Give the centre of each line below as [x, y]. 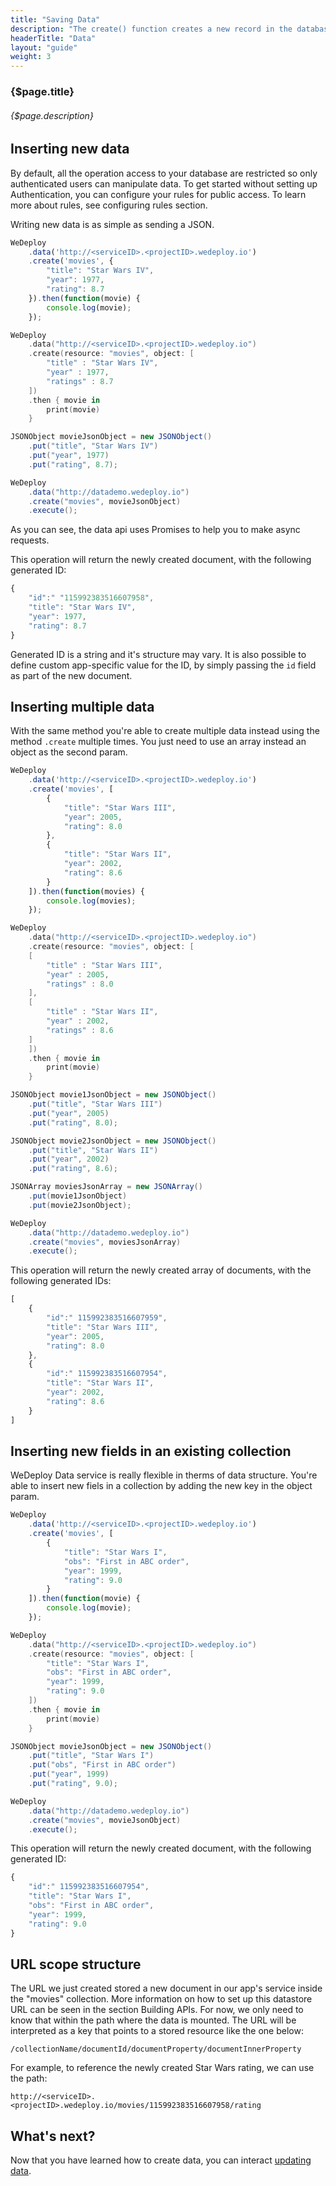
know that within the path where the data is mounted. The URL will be [153, 2020]
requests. [30, 540]
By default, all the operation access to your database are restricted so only [164, 173]
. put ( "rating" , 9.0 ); [73, 1784]
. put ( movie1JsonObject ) [78, 1196]
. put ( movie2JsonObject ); [80, 1205]
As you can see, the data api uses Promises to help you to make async [155, 530]
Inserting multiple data [82, 706]
